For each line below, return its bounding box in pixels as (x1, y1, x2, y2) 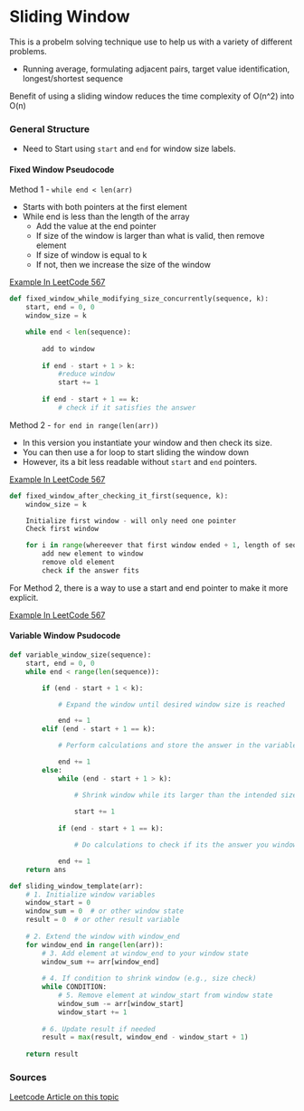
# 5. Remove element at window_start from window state (57, 991, 273, 1001)
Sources (9, 1070, 47, 1083)
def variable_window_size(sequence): (9, 650, 152, 660)
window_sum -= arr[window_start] (57, 999, 184, 1008)
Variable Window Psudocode (9, 631, 121, 641)
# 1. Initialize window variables (25, 889, 156, 899)
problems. (9, 45, 47, 56)
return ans (25, 865, 67, 874)
